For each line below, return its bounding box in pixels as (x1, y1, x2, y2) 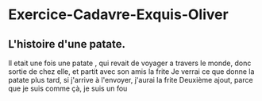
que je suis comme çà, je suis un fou (8, 84, 128, 93)
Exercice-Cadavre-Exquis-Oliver (8, 6, 229, 24)
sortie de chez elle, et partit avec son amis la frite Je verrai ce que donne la (8, 67, 255, 76)
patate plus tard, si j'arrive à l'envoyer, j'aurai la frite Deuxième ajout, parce (8, 76, 253, 84)
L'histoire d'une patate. (8, 37, 125, 51)
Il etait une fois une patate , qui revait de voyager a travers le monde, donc (8, 58, 252, 68)
